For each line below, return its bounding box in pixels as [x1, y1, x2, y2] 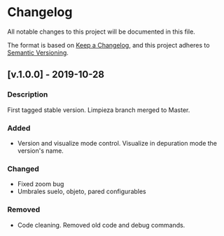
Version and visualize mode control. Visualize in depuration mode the [17, 139, 217, 147]
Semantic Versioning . [7, 48, 69, 57]
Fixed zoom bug [17, 180, 64, 188]
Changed [7, 164, 40, 174]
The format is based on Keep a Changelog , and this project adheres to [7, 41, 210, 49]
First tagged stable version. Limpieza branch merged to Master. [7, 106, 190, 114]
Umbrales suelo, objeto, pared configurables [17, 187, 147, 196]
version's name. [17, 146, 64, 155]
